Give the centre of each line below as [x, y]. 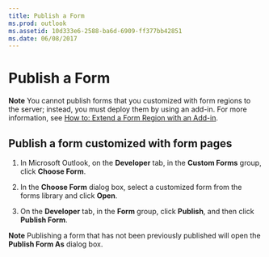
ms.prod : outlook [38, 23]
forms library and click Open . [69, 196]
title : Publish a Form [46, 16]
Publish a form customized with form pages [120, 143]
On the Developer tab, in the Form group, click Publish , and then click [137, 211]
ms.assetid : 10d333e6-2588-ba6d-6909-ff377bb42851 [95, 31]
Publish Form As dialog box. [56, 244]
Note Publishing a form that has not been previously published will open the [134, 236]
